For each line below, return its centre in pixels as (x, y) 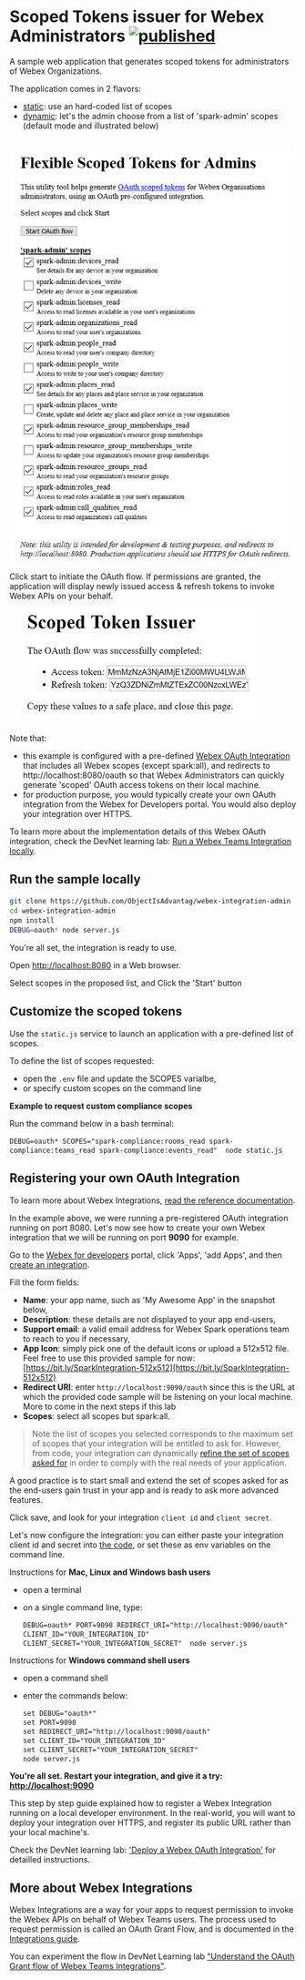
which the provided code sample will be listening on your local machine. (158, 1396)
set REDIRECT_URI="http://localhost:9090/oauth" (117, 1731)
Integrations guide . (45, 1939)
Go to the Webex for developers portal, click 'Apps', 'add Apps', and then (146, 1255)
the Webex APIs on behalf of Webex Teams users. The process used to (143, 1920)
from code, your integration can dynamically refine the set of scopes (160, 1453)
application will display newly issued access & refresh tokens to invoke (142, 586)
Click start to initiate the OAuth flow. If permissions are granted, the (135, 577)
